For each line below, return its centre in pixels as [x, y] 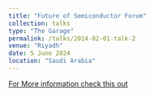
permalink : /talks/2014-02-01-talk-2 [72, 38]
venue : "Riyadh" [36, 46]
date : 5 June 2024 [39, 53]
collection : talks [39, 23]
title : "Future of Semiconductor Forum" [78, 16]
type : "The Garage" [41, 31]
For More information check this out [68, 83]
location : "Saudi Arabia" [52, 61]
